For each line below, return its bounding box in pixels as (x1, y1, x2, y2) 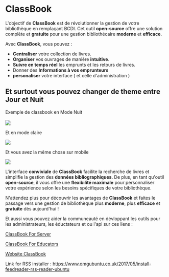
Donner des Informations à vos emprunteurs (12, 67, 109, 73)
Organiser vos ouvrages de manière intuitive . (12, 56, 110, 62)
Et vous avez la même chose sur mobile (5, 149, 89, 155)
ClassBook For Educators (5, 241, 59, 247)
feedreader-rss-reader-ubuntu (5, 266, 70, 272)
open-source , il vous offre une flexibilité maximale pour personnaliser (5, 179, 155, 185)
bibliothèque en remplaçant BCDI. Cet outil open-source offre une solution (5, 25, 163, 31)
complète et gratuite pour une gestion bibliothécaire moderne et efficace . (5, 31, 162, 37)
